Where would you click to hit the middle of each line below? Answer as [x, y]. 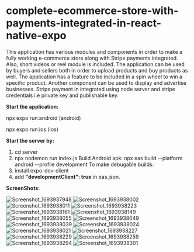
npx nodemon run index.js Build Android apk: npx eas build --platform [98, 158]
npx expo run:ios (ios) [32, 129]
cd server [26, 152]
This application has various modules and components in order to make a [94, 51]
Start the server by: [30, 140]
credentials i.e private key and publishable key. [62, 95]
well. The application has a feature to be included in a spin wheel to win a [94, 77]
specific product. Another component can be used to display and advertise [96, 82]
